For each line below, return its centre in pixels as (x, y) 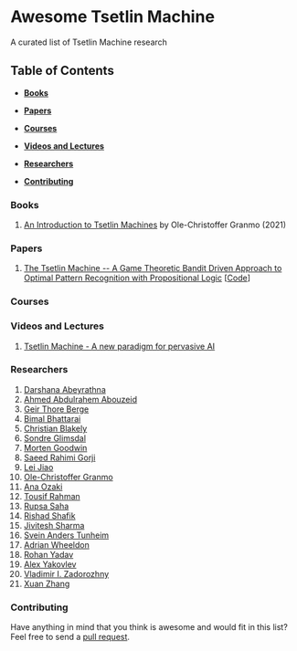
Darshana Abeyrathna (64, 389)
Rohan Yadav (48, 554)
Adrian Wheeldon (56, 544)
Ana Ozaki (43, 487)
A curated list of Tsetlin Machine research (89, 42)
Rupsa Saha (46, 506)
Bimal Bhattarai (52, 418)
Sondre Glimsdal (54, 438)
